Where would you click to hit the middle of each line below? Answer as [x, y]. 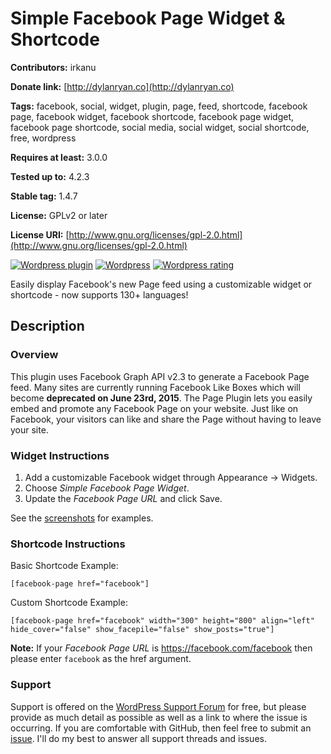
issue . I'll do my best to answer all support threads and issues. [138, 738]
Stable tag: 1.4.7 [44, 196]
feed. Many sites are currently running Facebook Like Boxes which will [155, 387]
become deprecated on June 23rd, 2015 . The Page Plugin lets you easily [161, 398]
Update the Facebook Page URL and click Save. [123, 498]
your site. [29, 429]
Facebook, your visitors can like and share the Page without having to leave [166, 419]
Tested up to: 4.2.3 [50, 176]
